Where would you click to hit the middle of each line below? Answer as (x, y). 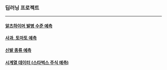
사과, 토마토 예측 (21, 38)
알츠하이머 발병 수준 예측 (29, 26)
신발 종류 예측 (18, 50)
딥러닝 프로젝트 (22, 7)
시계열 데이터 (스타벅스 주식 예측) (37, 62)
